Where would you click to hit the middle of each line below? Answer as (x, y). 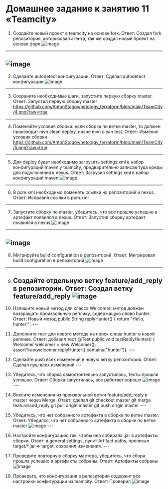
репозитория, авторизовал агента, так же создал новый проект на (84, 38)
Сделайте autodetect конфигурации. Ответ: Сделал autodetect (79, 76)
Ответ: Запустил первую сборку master (55, 101)
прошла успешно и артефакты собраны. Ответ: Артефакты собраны (85, 461)
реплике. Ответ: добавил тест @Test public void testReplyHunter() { (84, 339)
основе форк (27, 43)
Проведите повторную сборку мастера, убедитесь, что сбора (79, 456)
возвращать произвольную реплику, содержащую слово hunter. (82, 313)
